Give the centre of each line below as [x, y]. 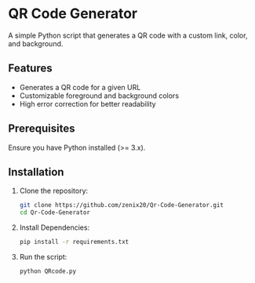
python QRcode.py [48, 271]
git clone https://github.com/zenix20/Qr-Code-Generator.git [122, 205]
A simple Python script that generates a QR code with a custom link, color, [128, 35]
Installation [36, 172]
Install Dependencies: [55, 227]
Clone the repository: [54, 191]
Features [30, 69]
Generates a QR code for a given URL [80, 87]
